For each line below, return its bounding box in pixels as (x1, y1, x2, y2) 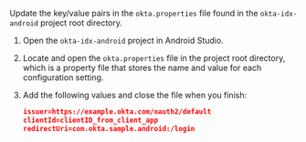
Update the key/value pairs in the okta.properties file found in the (9, 8, 259, 18)
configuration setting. (22, 72, 104, 83)
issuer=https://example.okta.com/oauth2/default (22, 107, 212, 117)
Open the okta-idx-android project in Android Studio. (22, 35, 224, 46)
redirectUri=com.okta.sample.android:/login (22, 124, 195, 133)
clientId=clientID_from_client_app (22, 116, 159, 125)
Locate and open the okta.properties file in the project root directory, (22, 53, 286, 63)
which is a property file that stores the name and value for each (22, 63, 262, 73)
